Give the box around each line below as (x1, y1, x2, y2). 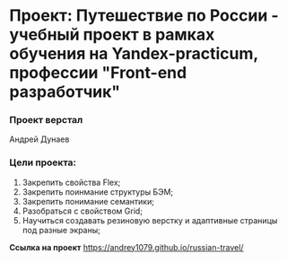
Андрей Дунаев (9, 134, 70, 144)
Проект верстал (9, 114, 83, 127)
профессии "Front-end (9, 63, 187, 83)
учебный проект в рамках (9, 24, 215, 45)
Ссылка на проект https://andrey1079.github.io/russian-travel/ (9, 241, 244, 252)
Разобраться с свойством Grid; (22, 205, 143, 216)
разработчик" (9, 82, 121, 102)
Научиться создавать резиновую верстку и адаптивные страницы (22, 214, 278, 225)
